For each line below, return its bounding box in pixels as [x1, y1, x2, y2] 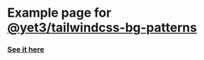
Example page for [7, 5, 112, 21]
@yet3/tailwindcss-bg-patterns [7, 20, 197, 36]
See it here [7, 45, 45, 54]
